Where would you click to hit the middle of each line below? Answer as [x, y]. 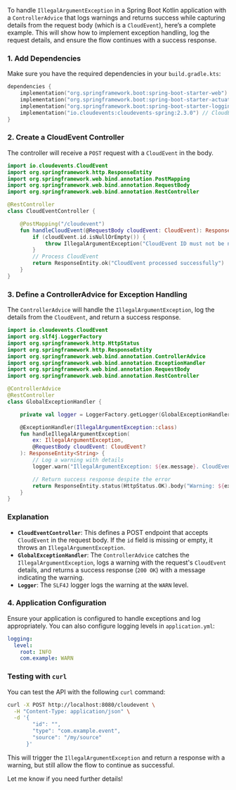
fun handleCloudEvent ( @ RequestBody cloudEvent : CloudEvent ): [111, 230]
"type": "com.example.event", [77, 731]
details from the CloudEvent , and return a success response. [94, 317]
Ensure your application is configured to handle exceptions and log [104, 618]
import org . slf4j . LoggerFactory [54, 337]
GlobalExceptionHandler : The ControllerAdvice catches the [103, 555]
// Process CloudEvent [66, 257]
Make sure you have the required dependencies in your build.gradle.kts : [114, 74]
